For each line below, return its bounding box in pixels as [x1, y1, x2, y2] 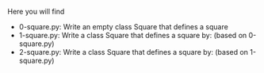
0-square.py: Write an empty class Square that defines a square [18, 22, 229, 31]
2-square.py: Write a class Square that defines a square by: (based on [18, 48, 249, 56]
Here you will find [7, 7, 65, 16]
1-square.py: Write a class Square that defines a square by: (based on [18, 31, 247, 40]
